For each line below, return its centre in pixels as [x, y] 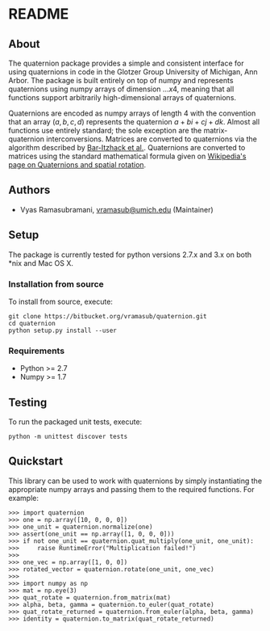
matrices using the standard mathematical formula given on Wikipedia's [127, 156]
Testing [28, 402]
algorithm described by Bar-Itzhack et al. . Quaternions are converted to [127, 147]
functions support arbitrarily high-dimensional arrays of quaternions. [122, 97]
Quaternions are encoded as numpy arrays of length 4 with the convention [132, 113]
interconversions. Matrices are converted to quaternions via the [152, 139]
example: [23, 498]
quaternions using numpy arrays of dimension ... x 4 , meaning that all [121, 89]
